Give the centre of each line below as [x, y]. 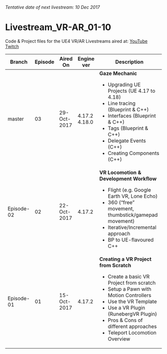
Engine [86, 58]
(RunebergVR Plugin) [132, 314]
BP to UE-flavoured [131, 240]
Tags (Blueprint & [128, 128]
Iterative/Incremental [132, 227]
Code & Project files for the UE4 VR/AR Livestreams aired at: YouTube [76, 41]
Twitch [12, 46]
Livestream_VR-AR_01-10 [58, 27]
